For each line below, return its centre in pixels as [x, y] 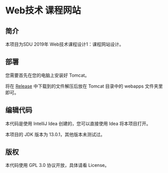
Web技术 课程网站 [43, 10]
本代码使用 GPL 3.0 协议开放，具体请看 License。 [57, 165]
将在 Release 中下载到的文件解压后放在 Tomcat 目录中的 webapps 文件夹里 [84, 86]
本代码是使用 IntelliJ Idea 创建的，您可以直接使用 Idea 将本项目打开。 [78, 123]
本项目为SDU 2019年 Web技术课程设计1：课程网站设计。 [65, 44]
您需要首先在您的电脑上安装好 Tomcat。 [47, 75]
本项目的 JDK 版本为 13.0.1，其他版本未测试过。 [55, 134]
